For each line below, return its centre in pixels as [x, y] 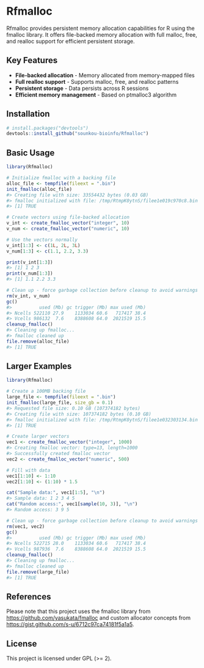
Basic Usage [31, 153]
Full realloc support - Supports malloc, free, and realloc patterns [97, 81]
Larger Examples [39, 366]
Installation [28, 114]
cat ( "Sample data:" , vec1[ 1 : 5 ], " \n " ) [56, 493]
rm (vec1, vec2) [26, 526]
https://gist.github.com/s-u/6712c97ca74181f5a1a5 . [70, 625]
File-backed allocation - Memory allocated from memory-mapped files [105, 75]
